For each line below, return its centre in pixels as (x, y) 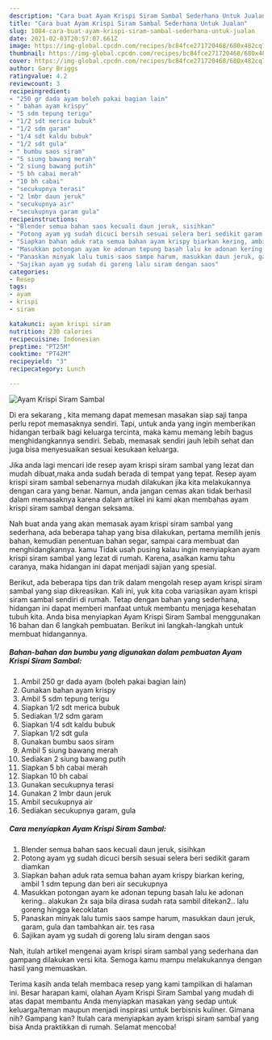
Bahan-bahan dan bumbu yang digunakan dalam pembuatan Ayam (126, 652)
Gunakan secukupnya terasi (67, 784)
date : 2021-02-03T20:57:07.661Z (63, 38)
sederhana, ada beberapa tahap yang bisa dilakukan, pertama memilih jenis (135, 532)
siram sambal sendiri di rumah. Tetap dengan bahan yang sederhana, (125, 599)
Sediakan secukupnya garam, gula (78, 810)
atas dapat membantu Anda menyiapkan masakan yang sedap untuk (123, 1001)
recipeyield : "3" (38, 362)
